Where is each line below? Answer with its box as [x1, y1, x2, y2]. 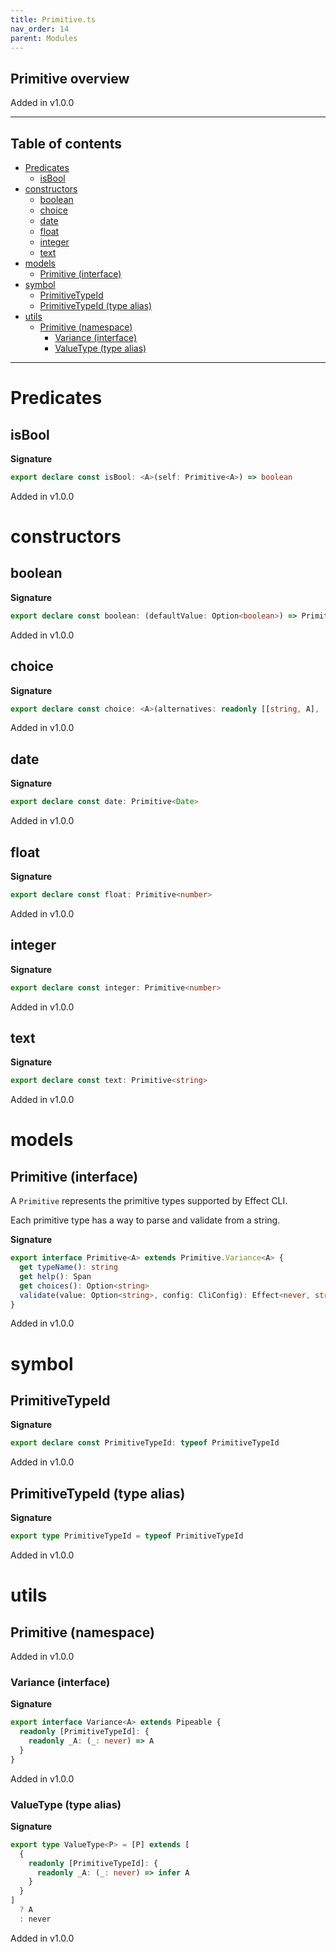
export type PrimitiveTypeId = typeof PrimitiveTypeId [10, 1531, 244, 1541]
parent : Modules [10, 33, 78, 43]
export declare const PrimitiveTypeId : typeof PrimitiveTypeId [10, 1438, 280, 1448]
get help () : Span [19, 1271, 92, 1281]
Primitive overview [10, 70, 130, 87]
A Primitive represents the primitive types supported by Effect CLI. [10, 1195, 288, 1207]
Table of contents [10, 135, 122, 152]
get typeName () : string [19, 1262, 118, 1273]
